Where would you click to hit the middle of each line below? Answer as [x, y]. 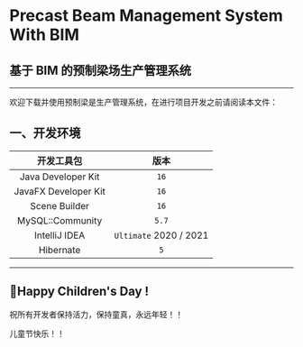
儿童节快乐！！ [37, 333]
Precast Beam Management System [147, 16]
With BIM [44, 35]
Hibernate [60, 250]
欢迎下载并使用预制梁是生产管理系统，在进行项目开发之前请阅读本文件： [143, 102]
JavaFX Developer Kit [60, 191]
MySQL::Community [60, 220]
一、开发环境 [45, 133]
